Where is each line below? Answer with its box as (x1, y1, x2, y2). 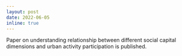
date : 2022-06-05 (6, 14, 50, 20)
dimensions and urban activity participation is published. (6, 43, 147, 50)
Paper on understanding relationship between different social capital (6, 37, 177, 44)
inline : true (6, 20, 39, 26)
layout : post (6, 8, 39, 15)
